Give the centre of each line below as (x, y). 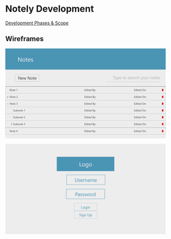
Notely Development (50, 9)
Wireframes (25, 39)
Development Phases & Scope (37, 23)
